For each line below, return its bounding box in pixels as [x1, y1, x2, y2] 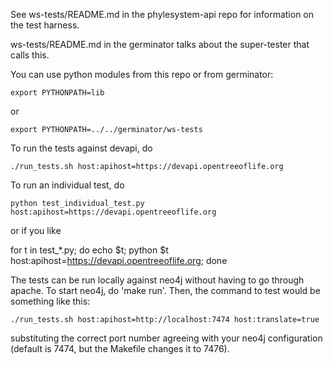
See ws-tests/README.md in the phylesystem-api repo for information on [10, 9, 315, 20]
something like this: [10, 295, 91, 307]
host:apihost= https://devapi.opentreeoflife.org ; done [10, 255, 228, 266]
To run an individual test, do [10, 179, 125, 191]
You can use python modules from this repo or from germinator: [10, 69, 274, 80]
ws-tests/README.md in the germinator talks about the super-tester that [10, 39, 310, 50]
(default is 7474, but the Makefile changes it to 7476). [10, 343, 230, 354]
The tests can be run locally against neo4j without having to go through [10, 274, 305, 286]
